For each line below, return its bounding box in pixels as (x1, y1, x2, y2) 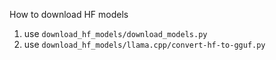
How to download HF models (9, 9, 129, 20)
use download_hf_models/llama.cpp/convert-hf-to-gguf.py (23, 39, 266, 50)
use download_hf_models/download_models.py (23, 28, 208, 39)
